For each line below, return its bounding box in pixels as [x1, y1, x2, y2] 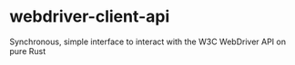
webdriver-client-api [9, 6, 170, 27]
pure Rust [9, 45, 46, 56]
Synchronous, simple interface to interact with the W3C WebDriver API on [9, 36, 287, 47]
